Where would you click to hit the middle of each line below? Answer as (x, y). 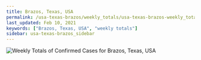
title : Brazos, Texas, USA (40, 12)
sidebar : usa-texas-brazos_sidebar (51, 34)
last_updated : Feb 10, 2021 (41, 23)
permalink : (20, 17)
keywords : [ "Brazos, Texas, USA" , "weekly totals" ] (72, 28)
